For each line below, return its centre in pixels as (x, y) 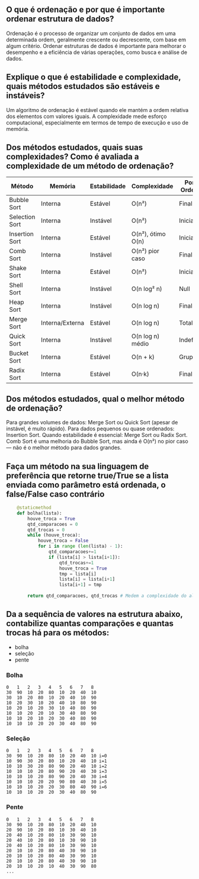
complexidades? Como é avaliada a (73, 157)
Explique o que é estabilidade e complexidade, (94, 77)
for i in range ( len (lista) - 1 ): (80, 546)
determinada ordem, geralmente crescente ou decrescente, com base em (96, 39)
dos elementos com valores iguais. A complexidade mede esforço (86, 116)
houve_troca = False (63, 541)
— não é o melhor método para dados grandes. (64, 448)
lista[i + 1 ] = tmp (80, 585)
